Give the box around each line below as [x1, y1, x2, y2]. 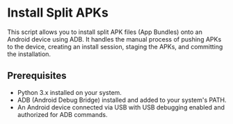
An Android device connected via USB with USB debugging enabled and [17, 103, 225, 112]
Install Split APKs [7, 5, 109, 21]
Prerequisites [7, 70, 67, 82]
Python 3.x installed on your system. [17, 88, 122, 96]
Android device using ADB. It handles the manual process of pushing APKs [7, 35, 222, 43]
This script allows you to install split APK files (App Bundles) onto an [7, 28, 203, 36]
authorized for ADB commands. [17, 110, 108, 118]
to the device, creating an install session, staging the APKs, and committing [7, 42, 223, 51]
